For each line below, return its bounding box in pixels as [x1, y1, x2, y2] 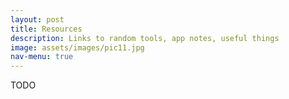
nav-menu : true [10, 52, 74, 62]
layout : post [10, 14, 65, 25]
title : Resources [10, 24, 83, 34]
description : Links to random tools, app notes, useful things [10, 33, 280, 43]
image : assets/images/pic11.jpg [10, 42, 145, 53]
